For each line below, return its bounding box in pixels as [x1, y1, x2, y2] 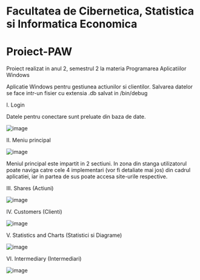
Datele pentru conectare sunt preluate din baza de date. [6, 113, 146, 121]
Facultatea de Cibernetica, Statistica [6, 4, 195, 18]
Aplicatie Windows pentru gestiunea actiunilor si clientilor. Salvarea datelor [6, 83, 193, 90]
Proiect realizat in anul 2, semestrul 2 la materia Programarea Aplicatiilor [6, 65, 187, 72]
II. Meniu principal [6, 136, 52, 144]
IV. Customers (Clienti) [6, 208, 62, 216]
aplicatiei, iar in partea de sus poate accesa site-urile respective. [6, 173, 168, 180]
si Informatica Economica [6, 17, 138, 31]
